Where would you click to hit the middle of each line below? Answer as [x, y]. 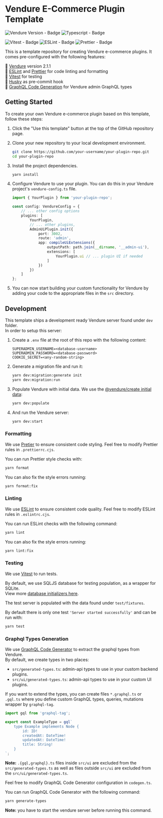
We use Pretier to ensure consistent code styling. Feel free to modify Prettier [81, 444]
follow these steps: [24, 119]
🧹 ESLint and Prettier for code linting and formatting [57, 71]
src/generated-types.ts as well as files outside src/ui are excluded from [78, 768]
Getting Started [29, 102]
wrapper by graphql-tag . [30, 704]
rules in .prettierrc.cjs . [30, 449]
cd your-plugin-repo [33, 156]
